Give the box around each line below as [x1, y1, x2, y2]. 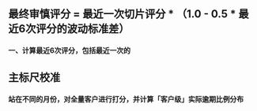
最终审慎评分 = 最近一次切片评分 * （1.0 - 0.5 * [8, 7, 236, 21]
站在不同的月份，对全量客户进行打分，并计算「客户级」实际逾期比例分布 [8, 94, 244, 104]
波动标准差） [66, 22, 130, 35]
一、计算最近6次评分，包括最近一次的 [8, 46, 131, 55]
